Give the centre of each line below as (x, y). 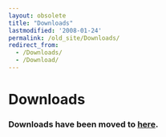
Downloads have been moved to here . (83, 124)
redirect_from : (34, 45)
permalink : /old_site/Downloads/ (64, 38)
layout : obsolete (37, 16)
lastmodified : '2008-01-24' (55, 30)
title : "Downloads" (41, 23)
